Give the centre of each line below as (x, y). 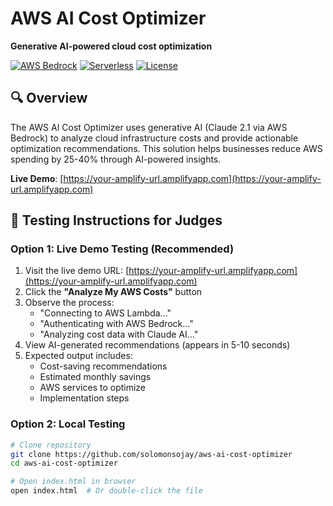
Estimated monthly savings (95, 377)
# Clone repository (51, 445)
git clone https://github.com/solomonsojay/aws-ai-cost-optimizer (151, 454)
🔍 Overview (49, 98)
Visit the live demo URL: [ (77, 271)
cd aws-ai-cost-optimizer (64, 463)
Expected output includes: (78, 356)
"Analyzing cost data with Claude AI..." (119, 334)
